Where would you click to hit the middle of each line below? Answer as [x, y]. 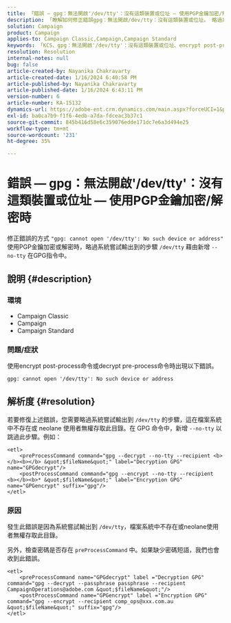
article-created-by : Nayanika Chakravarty [69, 71]
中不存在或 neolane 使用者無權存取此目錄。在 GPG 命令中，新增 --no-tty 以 [114, 428]
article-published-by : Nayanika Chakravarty [72, 84]
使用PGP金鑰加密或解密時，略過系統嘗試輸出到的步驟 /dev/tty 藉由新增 [109, 247]
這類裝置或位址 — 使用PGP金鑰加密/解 [115, 201]
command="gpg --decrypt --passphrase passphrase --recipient [97, 584]
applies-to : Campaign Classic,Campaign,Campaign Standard [92, 39]
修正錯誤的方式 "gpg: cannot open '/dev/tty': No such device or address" [115, 239]
